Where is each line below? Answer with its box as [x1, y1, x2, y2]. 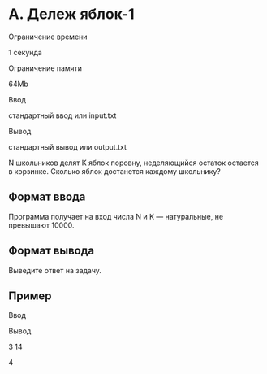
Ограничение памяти [8, 63, 83, 73]
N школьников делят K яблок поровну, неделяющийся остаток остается [8, 158, 260, 167]
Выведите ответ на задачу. [8, 265, 101, 275]
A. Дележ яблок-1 [8, 5, 136, 24]
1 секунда [8, 47, 42, 57]
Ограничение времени [8, 32, 88, 41]
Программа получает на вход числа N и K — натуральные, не [8, 211, 224, 221]
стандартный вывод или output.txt [8, 141, 127, 151]
